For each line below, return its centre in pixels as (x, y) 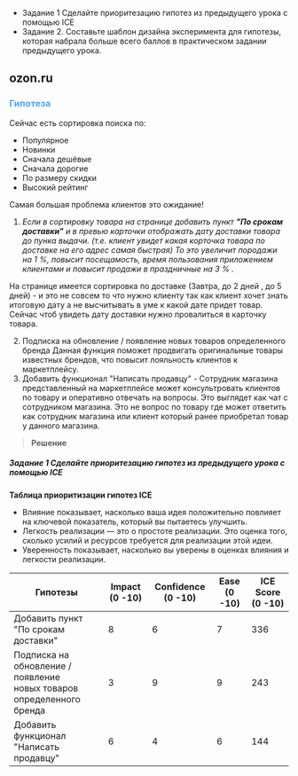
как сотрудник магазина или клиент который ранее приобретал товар (155, 416)
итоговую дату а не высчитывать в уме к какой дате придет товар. (136, 304)
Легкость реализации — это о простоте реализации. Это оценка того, (155, 530)
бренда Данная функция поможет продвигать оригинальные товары (153, 350)
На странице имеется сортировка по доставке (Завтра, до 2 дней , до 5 (145, 286)
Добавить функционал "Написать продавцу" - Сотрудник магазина (150, 378)
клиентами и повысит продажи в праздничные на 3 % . (128, 269)
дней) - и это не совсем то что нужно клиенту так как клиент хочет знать (149, 295)
